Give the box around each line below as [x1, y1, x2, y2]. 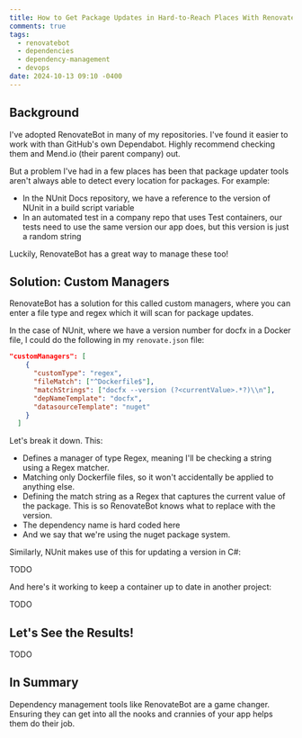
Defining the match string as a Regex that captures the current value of [22, 491, 286, 502]
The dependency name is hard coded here [22, 519, 181, 531]
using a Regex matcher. [22, 463, 110, 473]
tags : [9, 30, 30, 39]
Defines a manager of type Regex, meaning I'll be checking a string [22, 453, 272, 463]
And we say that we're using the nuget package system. [22, 529, 231, 540]
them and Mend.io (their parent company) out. [9, 148, 182, 158]
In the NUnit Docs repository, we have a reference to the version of [22, 193, 271, 203]
